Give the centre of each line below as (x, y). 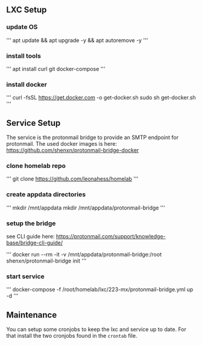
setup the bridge (31, 223)
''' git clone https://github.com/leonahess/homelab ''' (72, 179)
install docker (27, 84)
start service (26, 276)
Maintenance (32, 315)
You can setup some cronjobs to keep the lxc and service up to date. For (96, 329)
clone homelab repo (36, 166)
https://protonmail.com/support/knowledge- (111, 236)
